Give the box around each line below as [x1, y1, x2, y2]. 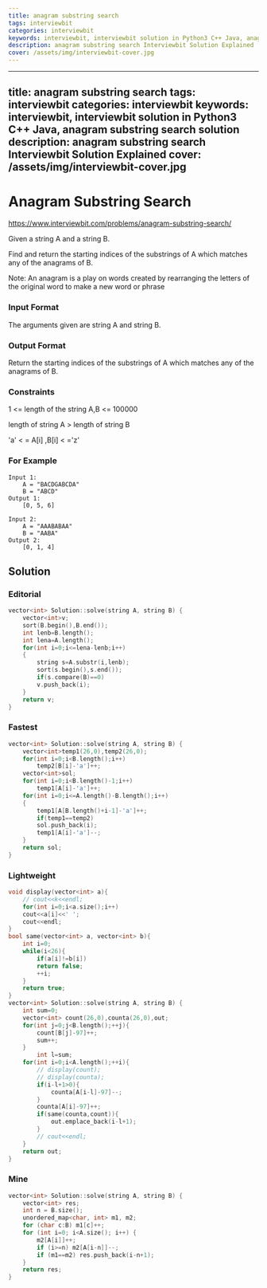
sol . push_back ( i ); [37, 822, 98, 830]
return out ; [22, 1147, 62, 1156]
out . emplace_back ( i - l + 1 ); [50, 1117, 137, 1126]
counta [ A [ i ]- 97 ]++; [37, 1103, 102, 1111]
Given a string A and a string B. [8, 234, 110, 244]
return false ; [37, 962, 83, 970]
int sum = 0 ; [22, 1007, 59, 1015]
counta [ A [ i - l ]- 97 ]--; [50, 1088, 123, 1096]
